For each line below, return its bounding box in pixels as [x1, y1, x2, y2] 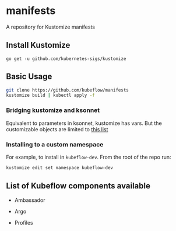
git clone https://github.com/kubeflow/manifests [6, 87, 129, 93]
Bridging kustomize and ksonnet [6, 106, 100, 114]
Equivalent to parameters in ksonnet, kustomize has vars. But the [6, 120, 162, 127]
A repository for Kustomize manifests [6, 23, 95, 30]
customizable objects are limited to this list [6, 125, 108, 132]
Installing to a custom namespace [6, 140, 104, 148]
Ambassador [14, 197, 45, 204]
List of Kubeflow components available [6, 181, 150, 191]
